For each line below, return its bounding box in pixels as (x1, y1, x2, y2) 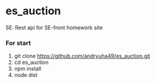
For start (5, 39, 31, 47)
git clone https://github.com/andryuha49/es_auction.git (14, 53, 150, 60)
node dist (14, 72, 38, 79)
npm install (14, 65, 42, 72)
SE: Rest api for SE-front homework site (5, 24, 103, 31)
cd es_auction (14, 59, 49, 66)
